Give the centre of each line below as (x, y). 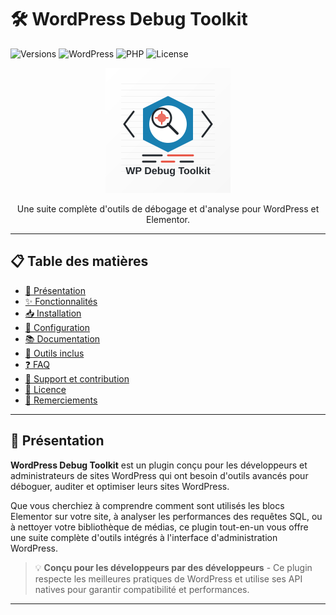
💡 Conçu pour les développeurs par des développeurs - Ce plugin (173, 567)
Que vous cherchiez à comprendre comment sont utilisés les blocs (147, 505)
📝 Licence (45, 389)
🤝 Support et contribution (77, 378)
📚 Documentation (62, 338)
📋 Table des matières (79, 261)
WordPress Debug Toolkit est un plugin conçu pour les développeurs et (159, 465)
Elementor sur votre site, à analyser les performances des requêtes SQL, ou (166, 516)
